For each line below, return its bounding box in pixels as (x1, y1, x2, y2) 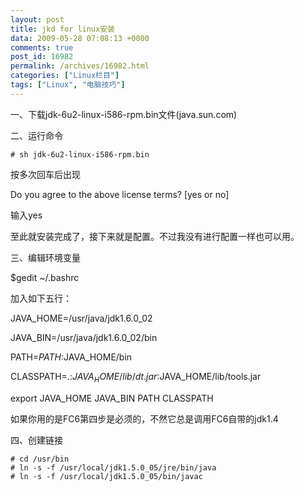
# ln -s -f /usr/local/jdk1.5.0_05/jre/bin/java (10, 462, 217, 473)
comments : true (10, 42, 74, 53)
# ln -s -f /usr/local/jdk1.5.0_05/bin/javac (10, 471, 203, 481)
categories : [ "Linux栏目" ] (10, 71, 120, 81)
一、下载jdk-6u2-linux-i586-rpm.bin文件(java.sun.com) (10, 108, 238, 120)
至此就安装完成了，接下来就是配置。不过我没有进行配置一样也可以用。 (10, 230, 300, 242)
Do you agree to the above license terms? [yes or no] (10, 188, 230, 200)
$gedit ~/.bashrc (10, 271, 80, 283)
